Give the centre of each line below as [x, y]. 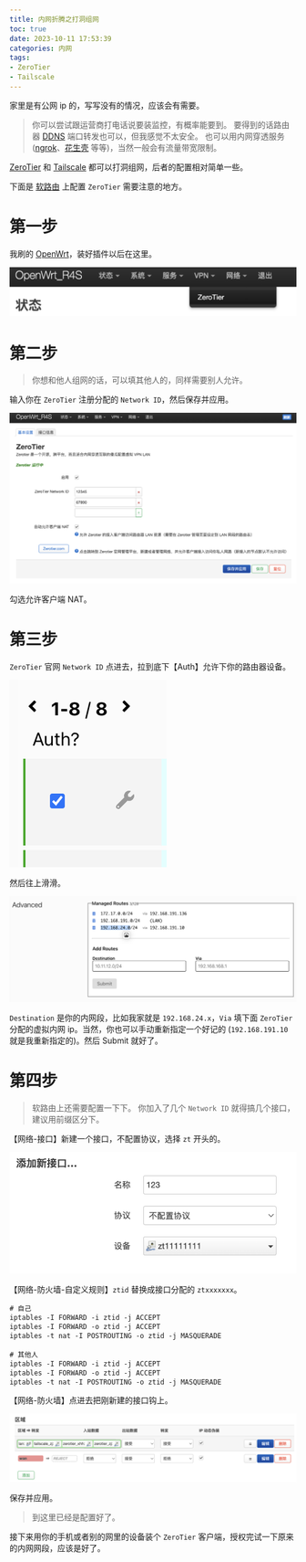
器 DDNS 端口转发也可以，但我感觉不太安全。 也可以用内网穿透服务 [158, 136]
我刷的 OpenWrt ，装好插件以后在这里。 [83, 253]
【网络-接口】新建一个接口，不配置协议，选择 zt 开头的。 [117, 1138]
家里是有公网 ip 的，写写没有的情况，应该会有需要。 [107, 105]
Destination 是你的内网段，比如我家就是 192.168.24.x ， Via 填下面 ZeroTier [151, 1018]
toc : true [28, 29]
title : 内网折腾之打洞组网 [55, 19]
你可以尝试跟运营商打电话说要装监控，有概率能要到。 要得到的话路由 [160, 124]
